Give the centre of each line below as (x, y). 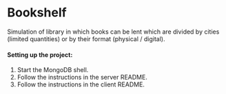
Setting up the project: (40, 55)
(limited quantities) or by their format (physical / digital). (86, 38)
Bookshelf (37, 13)
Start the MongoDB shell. (53, 70)
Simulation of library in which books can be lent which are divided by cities (113, 32)
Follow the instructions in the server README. (82, 78)
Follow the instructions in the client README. (81, 84)
